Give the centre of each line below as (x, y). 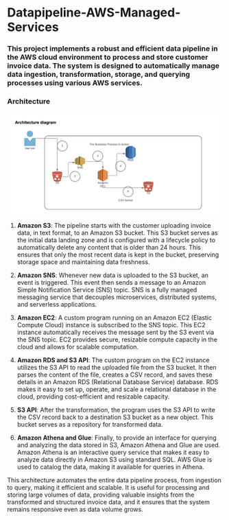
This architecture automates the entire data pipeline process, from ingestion (114, 480)
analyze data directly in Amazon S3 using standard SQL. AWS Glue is (114, 460)
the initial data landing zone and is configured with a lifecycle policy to (116, 240)
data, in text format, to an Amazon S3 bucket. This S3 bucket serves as (117, 233)
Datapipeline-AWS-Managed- (94, 13)
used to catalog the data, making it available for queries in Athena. (110, 467)
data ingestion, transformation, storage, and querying (99, 75)
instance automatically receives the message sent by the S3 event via (116, 332)
